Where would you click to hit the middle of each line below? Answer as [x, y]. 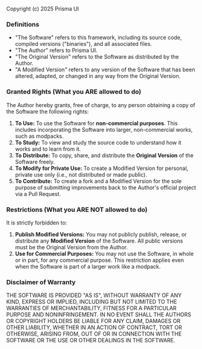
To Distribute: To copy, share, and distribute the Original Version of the [104, 155]
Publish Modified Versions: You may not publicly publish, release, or [101, 234]
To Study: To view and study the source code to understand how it [98, 142]
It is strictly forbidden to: [37, 223]
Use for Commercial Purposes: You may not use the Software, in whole [104, 253]
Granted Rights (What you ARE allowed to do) [74, 92]
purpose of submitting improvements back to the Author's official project [106, 188]
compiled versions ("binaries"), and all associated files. [84, 44]
